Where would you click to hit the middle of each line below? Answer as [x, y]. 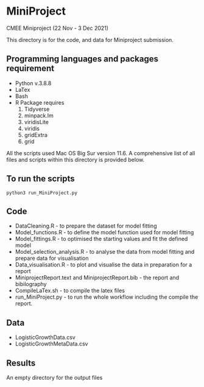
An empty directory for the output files [55, 378]
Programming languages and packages [82, 59]
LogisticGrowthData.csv [45, 337]
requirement [30, 68]
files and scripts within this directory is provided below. [76, 159]
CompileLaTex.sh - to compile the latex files [70, 291]
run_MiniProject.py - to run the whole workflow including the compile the [107, 297]
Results [21, 363]
